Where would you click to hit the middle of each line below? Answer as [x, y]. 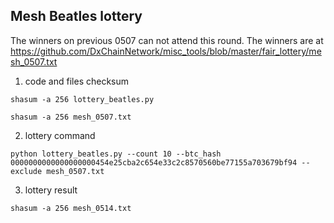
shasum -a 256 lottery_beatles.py [82, 99]
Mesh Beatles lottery [76, 16]
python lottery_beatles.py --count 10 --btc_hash [116, 154]
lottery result [51, 190]
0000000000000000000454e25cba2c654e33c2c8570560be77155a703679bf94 [154, 162]
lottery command [60, 135]
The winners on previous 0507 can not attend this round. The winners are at [167, 40]
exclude [26, 171]
